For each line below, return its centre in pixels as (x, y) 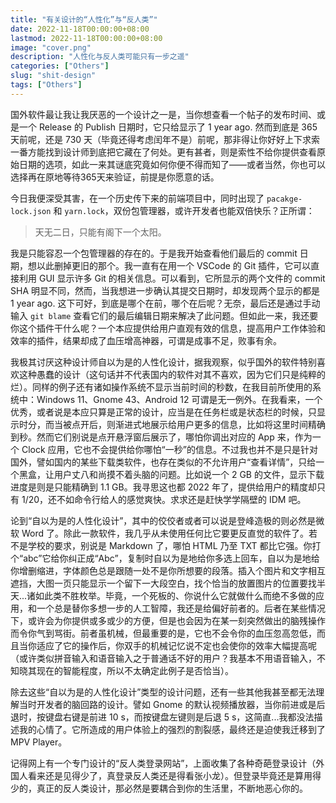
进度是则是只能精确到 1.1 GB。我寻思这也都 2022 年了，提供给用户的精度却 (164, 487)
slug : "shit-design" (53, 76)
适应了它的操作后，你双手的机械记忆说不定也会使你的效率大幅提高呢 (176, 645)
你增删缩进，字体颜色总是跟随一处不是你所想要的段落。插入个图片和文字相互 (168, 570)
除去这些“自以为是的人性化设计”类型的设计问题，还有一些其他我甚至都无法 (163, 692)
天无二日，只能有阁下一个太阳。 (100, 232)
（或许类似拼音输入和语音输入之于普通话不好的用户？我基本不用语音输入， (163, 658)
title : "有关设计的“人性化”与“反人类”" (84, 19)
